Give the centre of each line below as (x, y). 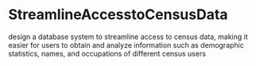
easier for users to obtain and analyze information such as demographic (126, 45)
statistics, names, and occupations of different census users (107, 53)
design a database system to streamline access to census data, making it (128, 37)
